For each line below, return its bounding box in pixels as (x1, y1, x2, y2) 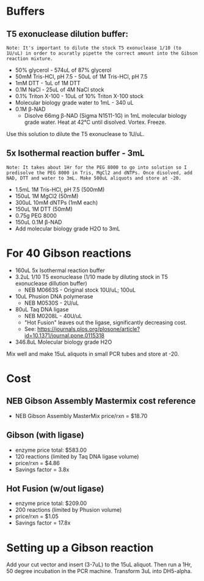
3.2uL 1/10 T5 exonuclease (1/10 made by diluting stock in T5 (15, 273, 168, 280)
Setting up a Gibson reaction (6, 541, 154, 555)
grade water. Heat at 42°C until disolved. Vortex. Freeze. (24, 118, 167, 126)
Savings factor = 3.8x (15, 466, 70, 473)
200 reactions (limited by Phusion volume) (15, 506, 122, 514)
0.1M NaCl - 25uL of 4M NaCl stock (15, 86, 104, 93)
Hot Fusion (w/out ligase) (6, 483, 104, 494)
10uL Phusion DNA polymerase (15, 292, 93, 300)
